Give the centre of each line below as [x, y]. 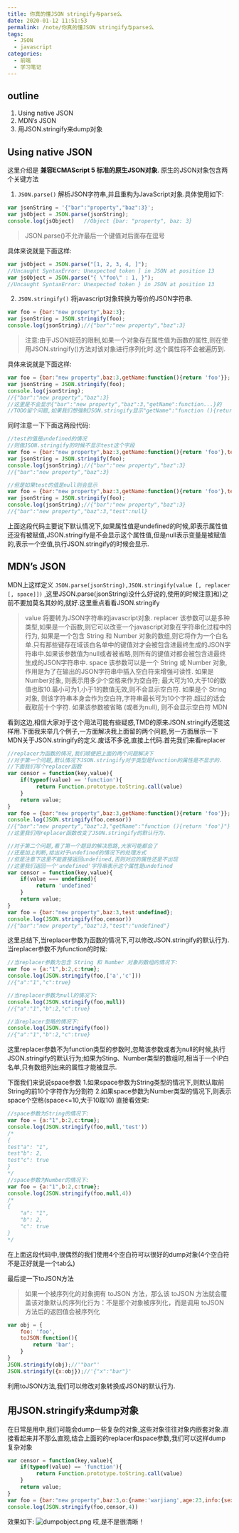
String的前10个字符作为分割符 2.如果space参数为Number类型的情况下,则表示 [119, 1091]
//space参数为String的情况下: [48, 1114]
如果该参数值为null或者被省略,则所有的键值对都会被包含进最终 [136, 653]
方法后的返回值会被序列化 [62, 1311]
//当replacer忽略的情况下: [43, 1021]
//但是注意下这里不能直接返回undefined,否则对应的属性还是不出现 [93, 859]
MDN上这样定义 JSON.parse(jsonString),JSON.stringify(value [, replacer [119, 585]
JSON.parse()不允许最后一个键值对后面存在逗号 [95, 236]
